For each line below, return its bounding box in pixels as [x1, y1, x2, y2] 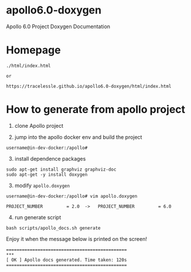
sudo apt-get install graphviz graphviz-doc [6, 166, 117, 172]
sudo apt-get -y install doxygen [6, 171, 88, 178]
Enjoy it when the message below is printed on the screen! [6, 235, 148, 242]
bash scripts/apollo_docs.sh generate [6, 225, 101, 231]
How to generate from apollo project [6, 103, 186, 116]
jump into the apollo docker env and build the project [14, 133, 142, 141]
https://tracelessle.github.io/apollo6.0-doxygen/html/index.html [6, 83, 172, 89]
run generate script [14, 213, 62, 220]
